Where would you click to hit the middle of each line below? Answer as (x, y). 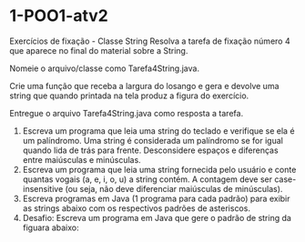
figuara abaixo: (51, 227)
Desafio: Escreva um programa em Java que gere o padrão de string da (157, 217)
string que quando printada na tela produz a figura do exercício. (129, 96)
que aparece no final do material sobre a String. (99, 50)
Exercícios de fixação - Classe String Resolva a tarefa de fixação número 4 (150, 41)
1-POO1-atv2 (59, 16)
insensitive (43, 188)
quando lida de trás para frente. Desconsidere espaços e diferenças (151, 150)
